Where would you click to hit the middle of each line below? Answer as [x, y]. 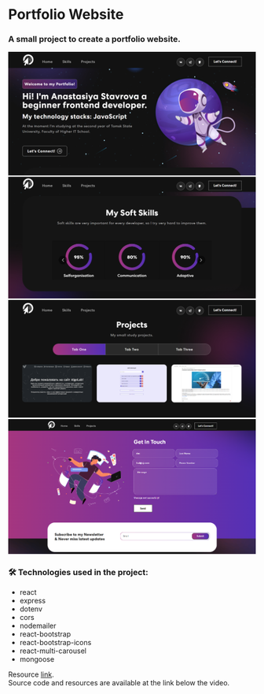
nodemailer [38, 625]
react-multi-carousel [53, 651]
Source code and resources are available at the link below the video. [119, 683]
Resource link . [31, 674]
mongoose [37, 659]
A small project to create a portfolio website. [94, 39]
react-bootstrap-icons [55, 642]
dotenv [31, 609]
